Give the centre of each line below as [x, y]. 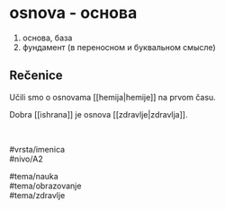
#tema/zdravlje [37, 195]
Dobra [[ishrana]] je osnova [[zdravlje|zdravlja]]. [99, 114]
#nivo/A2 [26, 159]
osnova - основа [73, 13]
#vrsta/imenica [37, 149]
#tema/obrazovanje [45, 186]
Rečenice [36, 76]
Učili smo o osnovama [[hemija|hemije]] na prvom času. [112, 97]
